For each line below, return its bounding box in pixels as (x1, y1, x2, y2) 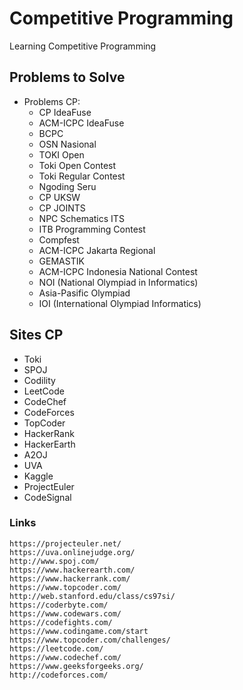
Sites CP (9, 327, 64, 344)
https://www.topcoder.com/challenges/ (9, 635, 171, 645)
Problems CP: (23, 95, 81, 107)
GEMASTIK (38, 255, 85, 267)
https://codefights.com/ (9, 617, 113, 627)
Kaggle (23, 470, 54, 482)
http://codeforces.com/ (9, 670, 109, 680)
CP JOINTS (38, 202, 86, 214)
